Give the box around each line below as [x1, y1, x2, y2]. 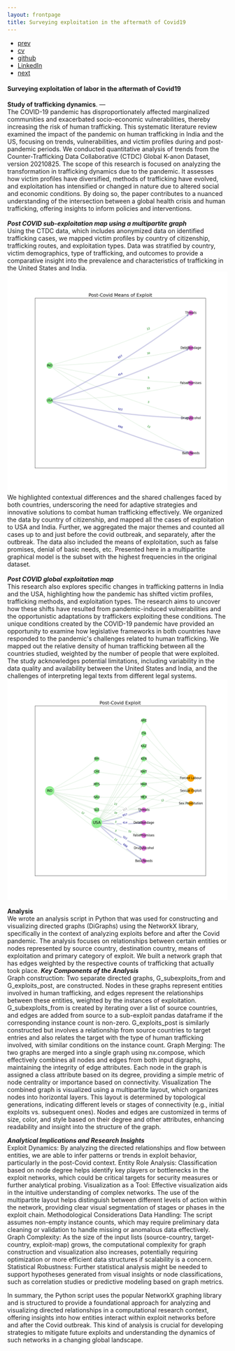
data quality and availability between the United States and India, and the [7, 664, 218, 672]
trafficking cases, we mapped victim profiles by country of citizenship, [7, 234, 211, 242]
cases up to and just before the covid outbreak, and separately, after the [7, 530, 215, 538]
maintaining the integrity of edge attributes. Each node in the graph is [7, 1063, 208, 1071]
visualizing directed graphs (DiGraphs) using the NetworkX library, [7, 921, 199, 930]
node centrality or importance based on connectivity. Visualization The [7, 1078, 212, 1086]
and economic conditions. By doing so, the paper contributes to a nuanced [7, 189, 223, 197]
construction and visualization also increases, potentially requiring [7, 1247, 198, 1256]
